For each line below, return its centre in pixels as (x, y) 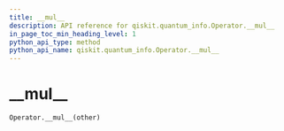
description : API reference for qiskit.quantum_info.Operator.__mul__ (142, 26)
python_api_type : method (55, 42)
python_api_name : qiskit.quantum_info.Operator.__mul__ (114, 50)
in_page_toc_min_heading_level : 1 (73, 34)
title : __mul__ (37, 17)
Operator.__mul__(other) (55, 118)
